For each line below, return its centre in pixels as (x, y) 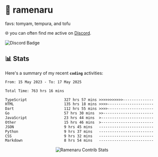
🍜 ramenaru (29, 10)
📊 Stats (17, 59)
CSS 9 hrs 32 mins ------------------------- (79, 136)
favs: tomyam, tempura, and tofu (38, 23)
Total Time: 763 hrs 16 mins (35, 91)
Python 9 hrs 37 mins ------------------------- (79, 132)
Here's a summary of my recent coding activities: (54, 73)
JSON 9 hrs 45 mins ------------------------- (79, 127)
